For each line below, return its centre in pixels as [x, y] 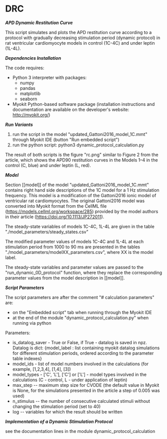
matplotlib [30, 93]
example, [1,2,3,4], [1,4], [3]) [41, 369]
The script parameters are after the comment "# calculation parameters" [80, 297]
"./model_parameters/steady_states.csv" [47, 232]
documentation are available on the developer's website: [71, 109]
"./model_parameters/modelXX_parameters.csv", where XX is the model [79, 252]
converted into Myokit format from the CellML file [56, 206]
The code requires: [25, 68]
